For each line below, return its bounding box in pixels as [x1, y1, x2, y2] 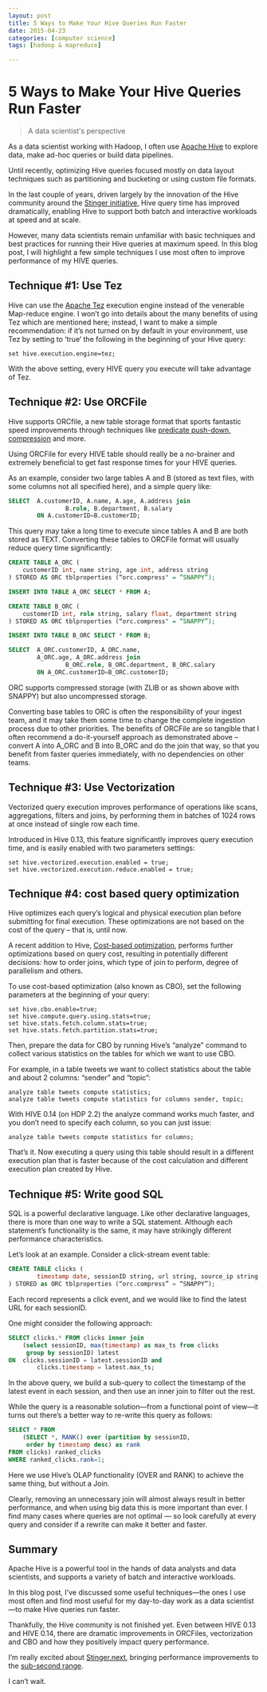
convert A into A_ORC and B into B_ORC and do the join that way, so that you [8, 741, 260, 750]
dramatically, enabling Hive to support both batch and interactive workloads [8, 207, 257, 216]
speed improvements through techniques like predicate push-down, [8, 425, 231, 435]
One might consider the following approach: [8, 1318, 153, 1328]
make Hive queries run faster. [23, 1605, 121, 1615]
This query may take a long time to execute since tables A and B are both [8, 526, 249, 536]
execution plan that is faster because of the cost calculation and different [8, 1156, 249, 1166]
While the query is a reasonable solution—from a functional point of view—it [8, 1402, 259, 1412]
